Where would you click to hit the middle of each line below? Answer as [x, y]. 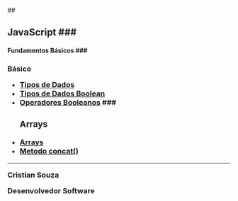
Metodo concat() [49, 151]
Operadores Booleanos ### [68, 103]
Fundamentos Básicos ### [47, 50]
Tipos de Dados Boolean [62, 93]
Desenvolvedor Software [51, 191]
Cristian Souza [33, 175]
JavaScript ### [42, 32]
